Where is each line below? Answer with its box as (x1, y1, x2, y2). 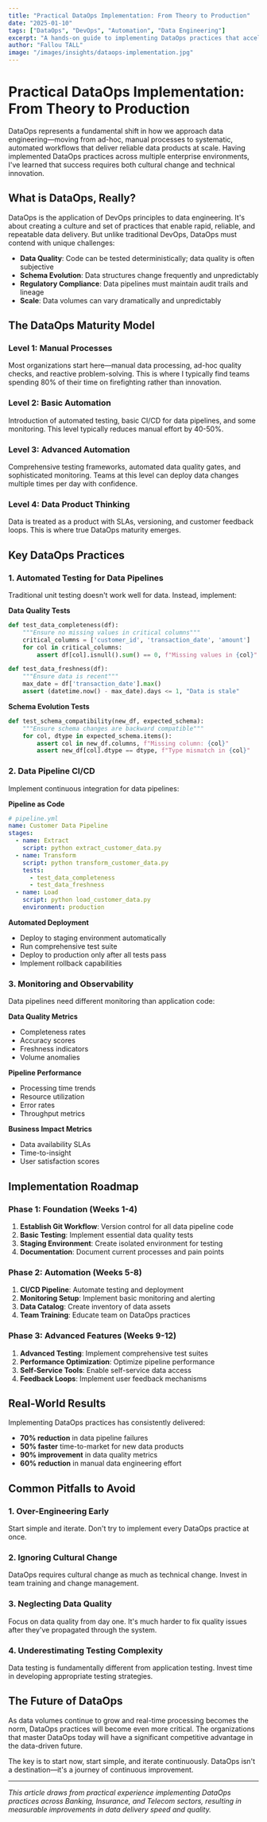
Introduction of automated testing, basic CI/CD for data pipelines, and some (8, 416, 256, 425)
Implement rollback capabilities (19, 958, 122, 968)
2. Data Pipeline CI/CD (8, 766, 95, 777)
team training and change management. (8, 1578, 139, 1588)
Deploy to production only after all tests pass (19, 950, 167, 959)
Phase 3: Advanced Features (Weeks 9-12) (8, 1330, 177, 1341)
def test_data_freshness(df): (8, 665, 109, 673)
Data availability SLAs (19, 1140, 91, 1149)
